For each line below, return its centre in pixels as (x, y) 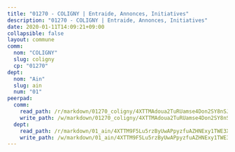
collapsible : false (36, 33)
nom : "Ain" (29, 79)
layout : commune (31, 40)
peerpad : (20, 99)
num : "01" (28, 92)
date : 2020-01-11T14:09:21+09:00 (56, 27)
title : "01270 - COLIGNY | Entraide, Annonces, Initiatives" (98, 14)
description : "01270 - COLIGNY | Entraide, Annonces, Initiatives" (108, 20)
